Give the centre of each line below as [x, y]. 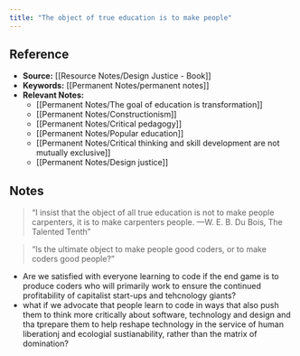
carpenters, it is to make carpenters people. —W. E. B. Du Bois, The [157, 222]
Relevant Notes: [53, 95]
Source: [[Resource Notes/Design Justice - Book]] [117, 76]
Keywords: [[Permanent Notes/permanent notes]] [116, 86]
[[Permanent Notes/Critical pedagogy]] [109, 124]
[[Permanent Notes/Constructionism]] [106, 115]
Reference [39, 55]
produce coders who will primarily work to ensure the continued [142, 286]
